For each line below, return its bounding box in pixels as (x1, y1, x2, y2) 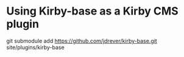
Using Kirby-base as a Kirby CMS (6, 4, 179, 18)
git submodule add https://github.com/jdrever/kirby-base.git (6, 37, 157, 44)
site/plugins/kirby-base (6, 44, 65, 51)
